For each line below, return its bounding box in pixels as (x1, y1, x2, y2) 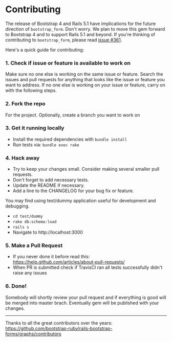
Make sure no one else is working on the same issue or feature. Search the (5, 71, 163, 77)
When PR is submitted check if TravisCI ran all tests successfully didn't (12, 264, 163, 270)
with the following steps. (5, 87, 57, 94)
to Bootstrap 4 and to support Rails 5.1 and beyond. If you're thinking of (5, 31, 156, 37)
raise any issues (12, 270, 47, 276)
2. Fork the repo (5, 100, 46, 107)
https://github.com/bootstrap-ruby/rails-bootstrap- (5, 325, 113, 331)
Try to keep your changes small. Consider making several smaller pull (12, 166, 160, 172)
